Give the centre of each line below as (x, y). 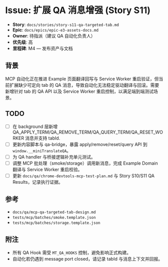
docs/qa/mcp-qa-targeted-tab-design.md (54, 212)
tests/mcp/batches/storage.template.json (56, 223)
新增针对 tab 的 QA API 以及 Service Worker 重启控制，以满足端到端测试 (79, 91)
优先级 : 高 (23, 42)
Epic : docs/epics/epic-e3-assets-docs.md (55, 30)
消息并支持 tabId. (42, 138)
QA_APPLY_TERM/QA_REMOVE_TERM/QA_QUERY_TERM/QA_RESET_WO (88, 132)
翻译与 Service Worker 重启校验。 (47, 169)
